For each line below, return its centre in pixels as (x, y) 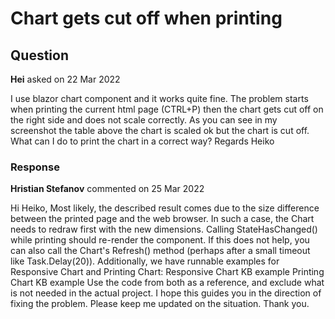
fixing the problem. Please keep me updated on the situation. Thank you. (160, 304)
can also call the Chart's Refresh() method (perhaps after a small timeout (160, 251)
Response (35, 167)
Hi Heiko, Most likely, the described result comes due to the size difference (165, 208)
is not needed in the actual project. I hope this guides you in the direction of (166, 293)
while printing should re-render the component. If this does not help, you (160, 240)
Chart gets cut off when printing (146, 18)
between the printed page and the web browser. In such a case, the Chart (162, 219)
